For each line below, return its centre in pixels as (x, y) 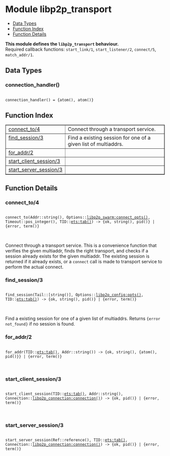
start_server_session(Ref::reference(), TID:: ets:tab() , (67, 440)
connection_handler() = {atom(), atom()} (50, 100)
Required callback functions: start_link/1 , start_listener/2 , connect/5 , (81, 49)
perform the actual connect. (34, 267)
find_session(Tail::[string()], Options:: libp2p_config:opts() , (74, 295)
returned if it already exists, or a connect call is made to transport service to (84, 262)
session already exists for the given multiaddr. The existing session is (77, 256)
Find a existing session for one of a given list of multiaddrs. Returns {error (83, 319)
